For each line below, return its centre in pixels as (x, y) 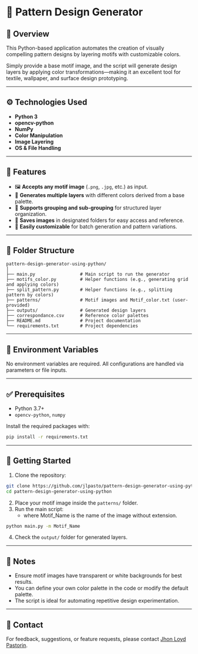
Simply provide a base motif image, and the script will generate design (92, 66)
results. (24, 582)
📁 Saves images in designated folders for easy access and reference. (99, 220)
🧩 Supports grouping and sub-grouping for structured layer (88, 207)
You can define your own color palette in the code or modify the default (101, 588)
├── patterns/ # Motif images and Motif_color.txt (88, 300)
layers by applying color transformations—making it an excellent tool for (93, 72)
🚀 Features (26, 172)
